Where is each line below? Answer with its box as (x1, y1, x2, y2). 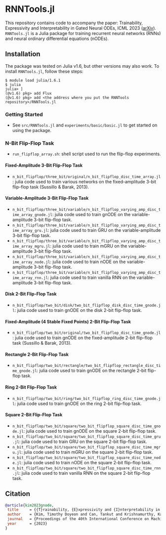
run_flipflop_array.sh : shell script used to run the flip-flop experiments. (12, 151, 161, 157)
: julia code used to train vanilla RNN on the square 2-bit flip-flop (19, 470, 151, 476)
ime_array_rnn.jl (12, 275, 48, 280)
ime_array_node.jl (12, 260, 50, 265)
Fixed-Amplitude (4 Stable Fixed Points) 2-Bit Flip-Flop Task (5, 318, 131, 324)
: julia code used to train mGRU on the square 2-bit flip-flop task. (21, 449, 153, 455)
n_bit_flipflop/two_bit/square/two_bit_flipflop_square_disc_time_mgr (12, 445, 161, 449)
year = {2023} (7, 521, 48, 526)
